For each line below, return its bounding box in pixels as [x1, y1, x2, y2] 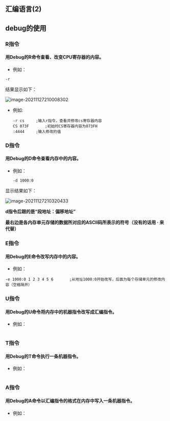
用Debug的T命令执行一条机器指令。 [5, 353, 81, 359]
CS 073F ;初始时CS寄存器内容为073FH [12, 123, 98, 129]
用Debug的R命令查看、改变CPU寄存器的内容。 [5, 54, 104, 60]
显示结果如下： [5, 188, 37, 194]
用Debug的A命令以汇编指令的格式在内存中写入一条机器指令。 [5, 397, 135, 404]
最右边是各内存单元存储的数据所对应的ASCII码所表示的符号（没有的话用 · [5, 219, 159, 226]
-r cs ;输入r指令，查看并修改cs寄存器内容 [12, 118, 102, 123]
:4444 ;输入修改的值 [12, 129, 61, 134]
